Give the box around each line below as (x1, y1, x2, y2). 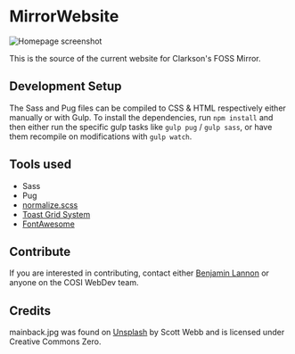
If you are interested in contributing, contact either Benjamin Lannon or (9, 268, 270, 278)
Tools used (9, 157, 72, 172)
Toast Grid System (21, 209, 91, 219)
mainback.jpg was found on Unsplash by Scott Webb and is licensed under (9, 327, 285, 338)
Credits (9, 303, 52, 318)
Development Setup (9, 78, 122, 95)
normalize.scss (21, 199, 78, 210)
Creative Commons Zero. (9, 336, 102, 347)
